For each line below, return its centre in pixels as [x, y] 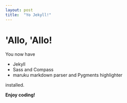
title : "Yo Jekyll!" [28, 15]
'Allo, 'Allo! [29, 40]
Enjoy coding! [20, 95]
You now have [20, 54]
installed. [15, 85]
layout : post [19, 10]
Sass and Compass [33, 70]
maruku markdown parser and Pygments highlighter [68, 75]
